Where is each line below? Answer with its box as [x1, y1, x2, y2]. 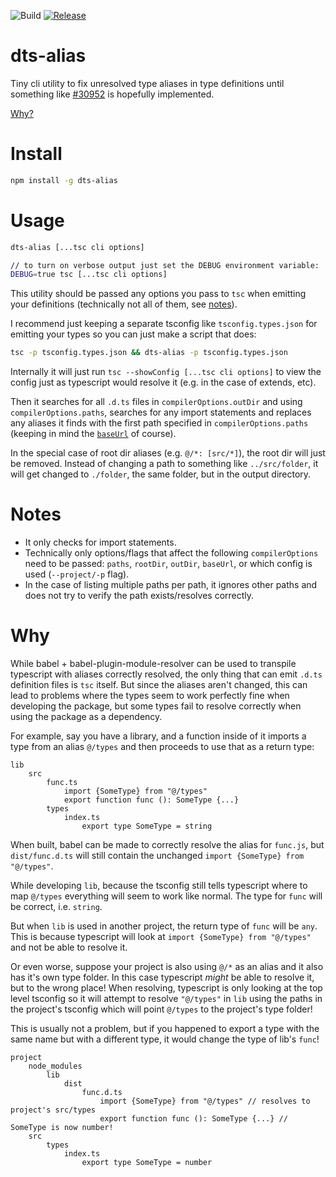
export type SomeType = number [81, 1158, 213, 1168]
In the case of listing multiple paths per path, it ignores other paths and [24, 579, 318, 591]
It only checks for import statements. [24, 536, 177, 549]
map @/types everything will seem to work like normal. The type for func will [10, 890, 323, 902]
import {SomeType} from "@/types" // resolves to [99, 1096, 311, 1107]
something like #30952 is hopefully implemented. [10, 88, 215, 100]
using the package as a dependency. [10, 711, 163, 723]
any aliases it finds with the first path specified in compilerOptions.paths [10, 417, 309, 429]
